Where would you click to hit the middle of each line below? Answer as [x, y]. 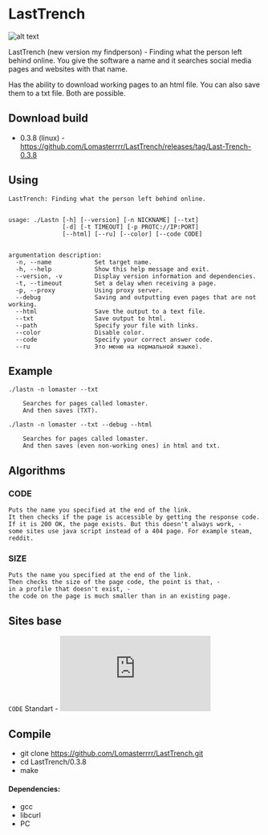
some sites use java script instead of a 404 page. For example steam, [130, 532]
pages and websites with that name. [68, 68]
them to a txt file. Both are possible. [67, 93]
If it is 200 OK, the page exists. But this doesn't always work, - [125, 524]
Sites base [35, 621]
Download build [48, 119]
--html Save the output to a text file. [111, 311]
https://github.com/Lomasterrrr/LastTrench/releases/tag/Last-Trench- [135, 146]
